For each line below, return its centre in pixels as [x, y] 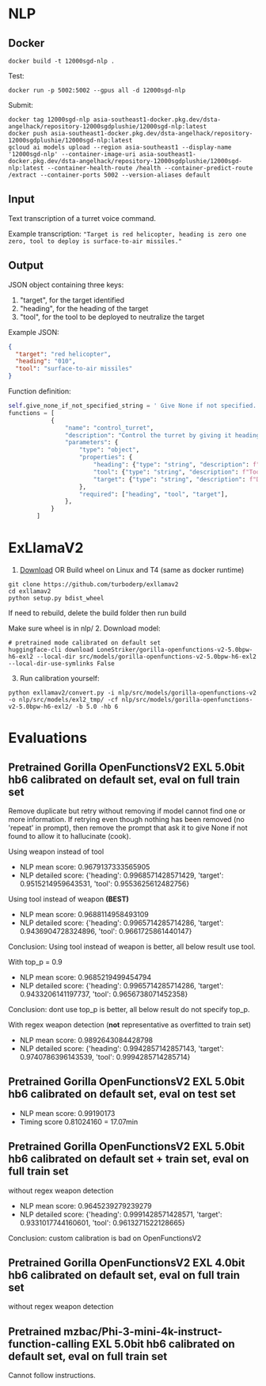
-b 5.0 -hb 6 [97, 706]
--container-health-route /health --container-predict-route [150, 168]
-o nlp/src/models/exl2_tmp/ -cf [63, 699]
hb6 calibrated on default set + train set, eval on [129, 1159]
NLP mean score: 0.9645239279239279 [85, 1205]
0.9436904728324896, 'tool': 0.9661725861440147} [106, 931]
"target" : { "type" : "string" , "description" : [169, 479]
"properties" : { [106, 457]
